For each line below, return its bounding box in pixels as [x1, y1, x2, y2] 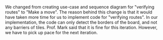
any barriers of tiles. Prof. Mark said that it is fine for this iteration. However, [5, 25, 158, 30]
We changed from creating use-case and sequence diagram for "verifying [5, 4, 155, 10]
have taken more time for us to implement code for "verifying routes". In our [5, 14, 158, 20]
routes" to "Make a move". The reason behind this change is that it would [5, 9, 153, 15]
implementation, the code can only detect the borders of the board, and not [5, 19, 158, 25]
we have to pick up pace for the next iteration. [5, 30, 98, 35]
